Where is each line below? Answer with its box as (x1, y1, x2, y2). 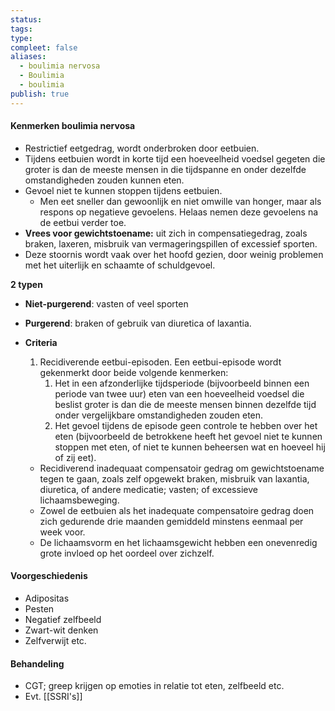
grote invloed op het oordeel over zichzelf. (39, 547, 215, 559)
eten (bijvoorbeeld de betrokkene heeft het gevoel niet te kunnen (54, 430, 323, 442)
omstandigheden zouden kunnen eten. (24, 174, 185, 186)
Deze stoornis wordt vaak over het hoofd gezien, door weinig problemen (24, 248, 324, 260)
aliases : (10, 52, 47, 62)
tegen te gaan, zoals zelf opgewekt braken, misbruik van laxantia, (39, 472, 310, 485)
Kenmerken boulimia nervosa (10, 120, 136, 132)
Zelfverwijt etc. (24, 635, 87, 647)
